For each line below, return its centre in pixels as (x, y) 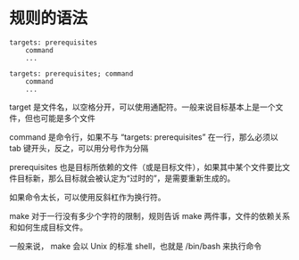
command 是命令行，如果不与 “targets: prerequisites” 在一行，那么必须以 (144, 137)
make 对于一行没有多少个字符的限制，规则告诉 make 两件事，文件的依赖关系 (150, 215)
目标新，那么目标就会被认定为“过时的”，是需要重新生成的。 (126, 178)
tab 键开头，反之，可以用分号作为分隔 (79, 148)
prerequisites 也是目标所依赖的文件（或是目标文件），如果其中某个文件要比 (146, 167)
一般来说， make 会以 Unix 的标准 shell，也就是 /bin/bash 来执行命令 (136, 246)
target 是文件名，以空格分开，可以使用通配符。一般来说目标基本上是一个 (142, 107)
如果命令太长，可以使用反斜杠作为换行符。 (87, 197)
